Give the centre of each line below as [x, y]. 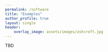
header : [13, 27]
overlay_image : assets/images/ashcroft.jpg [59, 32]
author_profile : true [27, 18]
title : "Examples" [24, 14]
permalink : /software [27, 9]
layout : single [20, 23]
